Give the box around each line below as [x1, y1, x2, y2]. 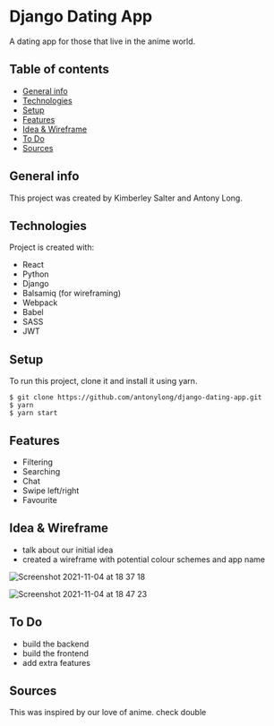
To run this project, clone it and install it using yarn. [9, 376, 198, 387]
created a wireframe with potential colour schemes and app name [21, 553, 266, 565]
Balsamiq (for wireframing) [21, 288, 122, 299]
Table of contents [9, 62, 109, 77]
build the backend [21, 638, 90, 649]
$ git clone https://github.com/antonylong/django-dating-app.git [9, 393, 262, 402]
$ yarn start [9, 409, 58, 418]
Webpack [21, 297, 58, 308]
